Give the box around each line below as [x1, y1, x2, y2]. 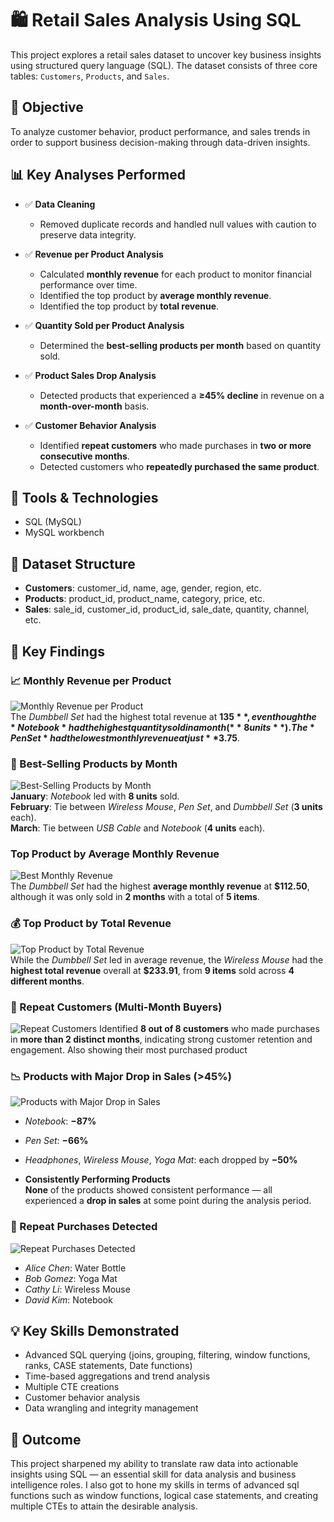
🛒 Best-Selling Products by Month [10, 757, 178, 771]
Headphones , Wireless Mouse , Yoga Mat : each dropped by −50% [24, 1154, 298, 1166]
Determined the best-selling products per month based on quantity [39, 339, 322, 351]
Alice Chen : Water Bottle [24, 1262, 127, 1274]
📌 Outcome [10, 1431, 82, 1448]
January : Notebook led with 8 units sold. [10, 790, 180, 802]
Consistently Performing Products [24, 1173, 171, 1186]
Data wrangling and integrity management [24, 1402, 199, 1414]
